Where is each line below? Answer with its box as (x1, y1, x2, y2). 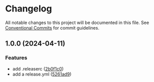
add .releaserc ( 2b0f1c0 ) (12, 65, 64, 71)
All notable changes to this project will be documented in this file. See (5, 19, 149, 25)
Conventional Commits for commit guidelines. (5, 24, 99, 30)
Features (5, 54, 28, 61)
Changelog (5, 3, 52, 14)
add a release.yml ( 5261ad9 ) (12, 71, 72, 77)
